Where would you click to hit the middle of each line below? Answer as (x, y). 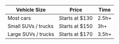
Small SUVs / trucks (30, 26)
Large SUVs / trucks (31, 34)
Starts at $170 (76, 34)
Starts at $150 (76, 26)
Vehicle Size (31, 10)
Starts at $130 (76, 18)
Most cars (19, 18)
